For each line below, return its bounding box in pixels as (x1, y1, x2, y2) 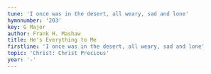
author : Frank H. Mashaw (7, 30, 81, 37)
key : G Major (7, 23, 46, 30)
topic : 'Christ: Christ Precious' (7, 50, 110, 57)
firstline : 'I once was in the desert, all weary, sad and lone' (7, 43, 205, 50)
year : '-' (7, 56, 37, 63)
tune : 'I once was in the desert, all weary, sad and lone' (7, 10, 190, 18)
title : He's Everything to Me (7, 37, 97, 44)
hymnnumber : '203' (7, 17, 62, 24)
